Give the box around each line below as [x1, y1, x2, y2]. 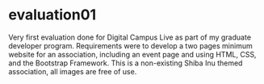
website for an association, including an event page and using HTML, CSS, [8, 49, 257, 59]
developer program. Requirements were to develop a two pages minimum [8, 40, 253, 50]
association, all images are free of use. [8, 66, 137, 76]
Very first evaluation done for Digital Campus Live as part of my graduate [8, 32, 252, 42]
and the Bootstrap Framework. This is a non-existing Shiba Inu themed [8, 58, 243, 68]
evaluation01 [8, 6, 97, 24]
